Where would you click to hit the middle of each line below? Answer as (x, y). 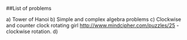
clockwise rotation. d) (32, 31)
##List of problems (29, 8)
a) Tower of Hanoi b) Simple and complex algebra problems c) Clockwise (94, 19)
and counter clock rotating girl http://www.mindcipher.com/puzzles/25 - (93, 25)
